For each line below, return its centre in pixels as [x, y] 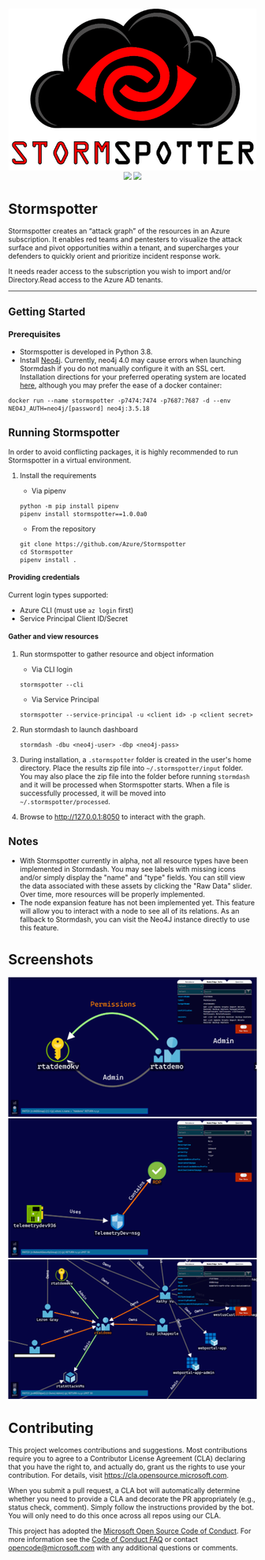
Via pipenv [49, 491]
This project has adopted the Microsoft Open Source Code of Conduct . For [130, 1531]
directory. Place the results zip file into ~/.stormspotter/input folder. [131, 768]
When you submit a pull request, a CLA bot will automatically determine [124, 1490]
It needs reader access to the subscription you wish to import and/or [119, 271]
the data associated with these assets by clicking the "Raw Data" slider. [136, 885]
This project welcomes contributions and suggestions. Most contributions [128, 1450]
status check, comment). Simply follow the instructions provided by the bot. [131, 1507]
